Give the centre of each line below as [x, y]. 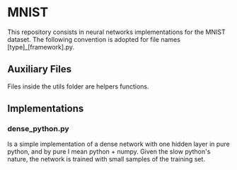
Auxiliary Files [40, 69]
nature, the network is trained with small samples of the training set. [106, 159]
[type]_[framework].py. [41, 47]
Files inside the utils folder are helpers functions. [79, 86]
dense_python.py [38, 129]
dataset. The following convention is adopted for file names [94, 39]
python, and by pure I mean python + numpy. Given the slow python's [109, 152]
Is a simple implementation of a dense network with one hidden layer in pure [118, 144]
